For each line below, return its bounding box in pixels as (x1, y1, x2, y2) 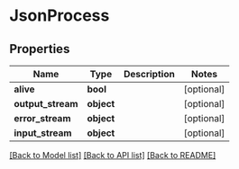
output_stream (14, 98, 78, 110)
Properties (9, 41, 70, 57)
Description (123, 68, 176, 80)
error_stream (14, 112, 71, 124)
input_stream (14, 127, 72, 139)
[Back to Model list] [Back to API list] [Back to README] (9, 150, 216, 160)
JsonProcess (9, 5, 110, 26)
